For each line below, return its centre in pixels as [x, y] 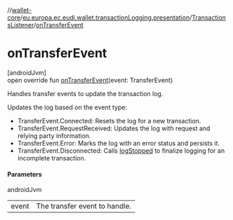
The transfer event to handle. [84, 206]
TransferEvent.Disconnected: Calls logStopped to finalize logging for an [121, 151]
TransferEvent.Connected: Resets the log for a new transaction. [109, 121]
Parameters [25, 174]
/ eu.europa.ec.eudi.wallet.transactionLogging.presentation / [106, 18]
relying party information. [54, 135]
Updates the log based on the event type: [67, 107]
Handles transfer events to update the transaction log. [85, 93]
